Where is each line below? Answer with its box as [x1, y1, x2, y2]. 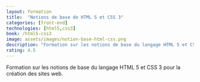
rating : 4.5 [6, 48, 36, 53]
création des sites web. [6, 70, 64, 77]
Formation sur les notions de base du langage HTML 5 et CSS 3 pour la [6, 64, 181, 71]
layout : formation [6, 8, 52, 15]
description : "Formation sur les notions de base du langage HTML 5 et [6, 42, 187, 48]
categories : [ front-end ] [6, 20, 68, 26]
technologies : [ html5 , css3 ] [6, 25, 76, 31]
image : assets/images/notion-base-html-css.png [6, 36, 127, 42]
